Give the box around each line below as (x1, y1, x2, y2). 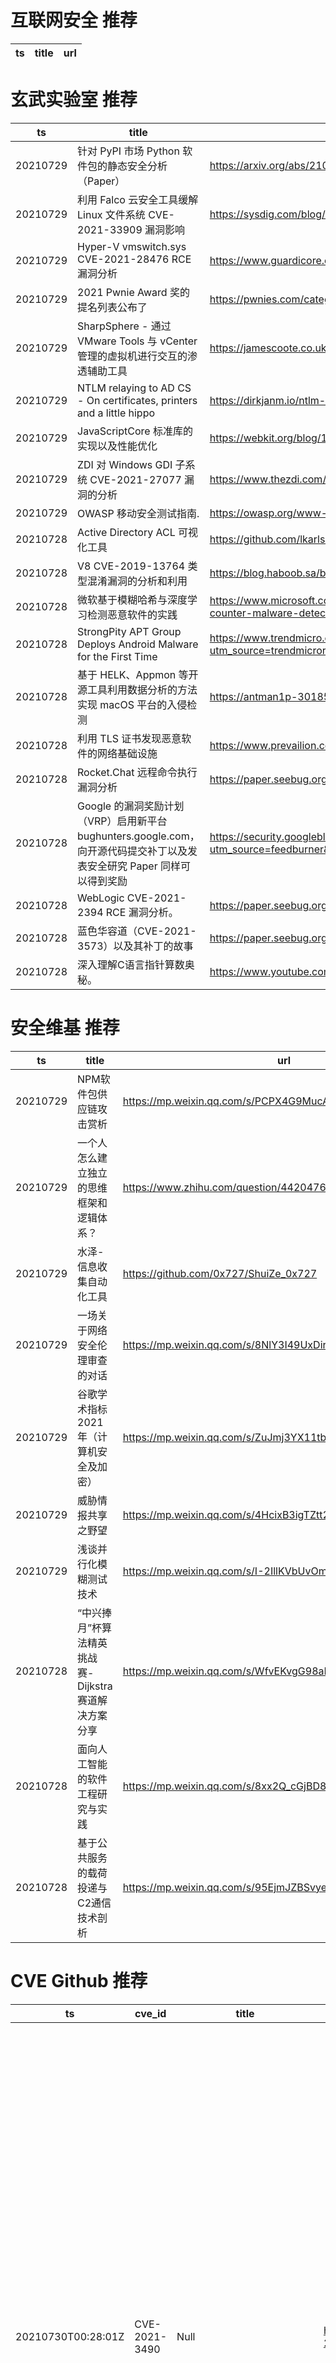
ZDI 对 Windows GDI (77, 457, 173, 471)
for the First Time (77, 649, 158, 663)
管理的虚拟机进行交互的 (77, 349, 188, 363)
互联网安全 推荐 (10, 9, 138, 32)
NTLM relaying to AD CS (77, 381, 192, 395)
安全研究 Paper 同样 (87, 859, 181, 873)
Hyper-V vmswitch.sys (77, 239, 187, 253)
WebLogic (77, 891, 125, 905)
